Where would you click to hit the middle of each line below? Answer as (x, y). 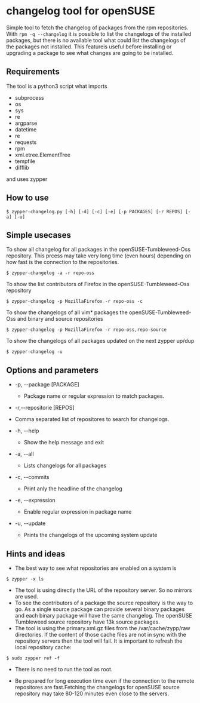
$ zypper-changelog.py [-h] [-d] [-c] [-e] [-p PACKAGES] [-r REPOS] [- (99, 211)
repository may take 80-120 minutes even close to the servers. (92, 693)
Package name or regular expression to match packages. (94, 396)
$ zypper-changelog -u (34, 352)
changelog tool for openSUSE (81, 11)
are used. (27, 596)
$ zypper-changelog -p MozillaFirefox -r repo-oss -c (75, 302)
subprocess (29, 97)
